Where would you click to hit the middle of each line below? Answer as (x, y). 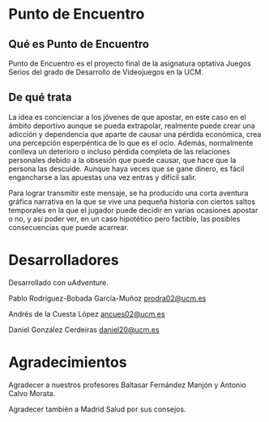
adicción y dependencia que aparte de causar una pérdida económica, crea (135, 134)
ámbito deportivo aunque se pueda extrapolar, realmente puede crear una (132, 126)
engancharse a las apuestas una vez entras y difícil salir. (102, 177)
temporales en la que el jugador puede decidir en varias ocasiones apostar (133, 210)
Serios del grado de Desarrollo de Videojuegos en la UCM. (106, 72)
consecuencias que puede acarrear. (69, 227)
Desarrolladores (64, 260)
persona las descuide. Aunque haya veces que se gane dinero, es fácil (126, 168)
